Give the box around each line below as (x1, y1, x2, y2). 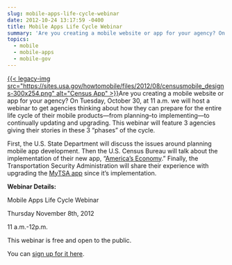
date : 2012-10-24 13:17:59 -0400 (7, 17, 104, 24)
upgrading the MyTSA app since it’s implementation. (7, 169, 157, 177)
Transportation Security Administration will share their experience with (7, 161, 209, 170)
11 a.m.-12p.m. (7, 223, 49, 231)
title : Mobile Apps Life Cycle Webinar (7, 23, 123, 30)
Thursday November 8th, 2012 (7, 209, 95, 217)
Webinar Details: (7, 182, 57, 191)
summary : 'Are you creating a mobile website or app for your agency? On (7, 29, 226, 37)
